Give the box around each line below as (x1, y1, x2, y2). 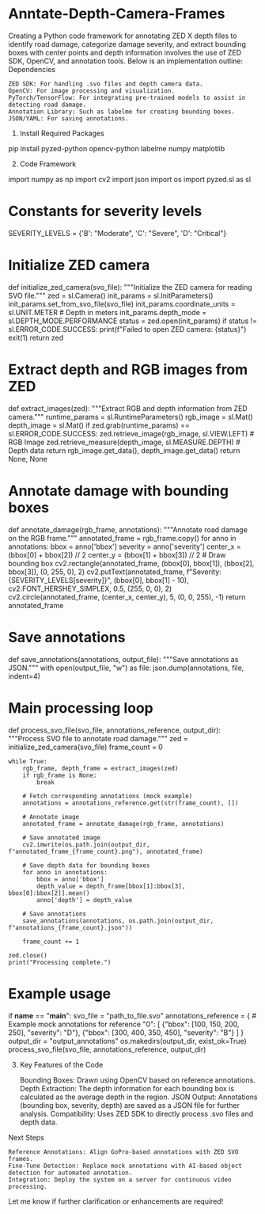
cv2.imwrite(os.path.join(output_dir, (22, 840, 150, 848)
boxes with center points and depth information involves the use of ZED (8, 48, 242, 57)
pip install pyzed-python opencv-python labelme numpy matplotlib (8, 143, 225, 153)
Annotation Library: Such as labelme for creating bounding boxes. (8, 108, 236, 116)
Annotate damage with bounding (8, 481, 229, 500)
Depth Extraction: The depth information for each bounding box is (19, 1083, 235, 1093)
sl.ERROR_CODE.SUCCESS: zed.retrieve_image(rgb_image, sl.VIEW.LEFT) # (8, 428, 255, 438)
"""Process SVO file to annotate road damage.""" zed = (8, 733, 188, 743)
